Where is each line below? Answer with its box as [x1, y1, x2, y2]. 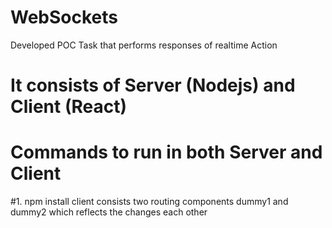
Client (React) [10, 96, 127, 118]
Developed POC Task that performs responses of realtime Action [10, 39, 278, 51]
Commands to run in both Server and [10, 141, 323, 164]
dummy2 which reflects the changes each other [10, 206, 208, 218]
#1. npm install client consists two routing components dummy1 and [10, 196, 289, 208]
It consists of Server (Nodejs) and [10, 74, 296, 97]
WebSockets [10, 6, 118, 29]
